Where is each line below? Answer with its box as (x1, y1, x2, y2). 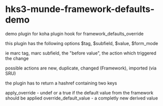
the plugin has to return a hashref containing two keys (5, 80, 117, 86)
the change (5, 55, 29, 61)
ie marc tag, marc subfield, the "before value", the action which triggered (5, 50, 157, 56)
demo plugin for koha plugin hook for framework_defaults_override (5, 30, 144, 36)
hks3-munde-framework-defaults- (5, 3, 155, 15)
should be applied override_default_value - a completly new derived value (5, 95, 158, 101)
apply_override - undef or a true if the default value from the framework (5, 89, 153, 95)
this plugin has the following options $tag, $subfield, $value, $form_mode (5, 40, 158, 46)
